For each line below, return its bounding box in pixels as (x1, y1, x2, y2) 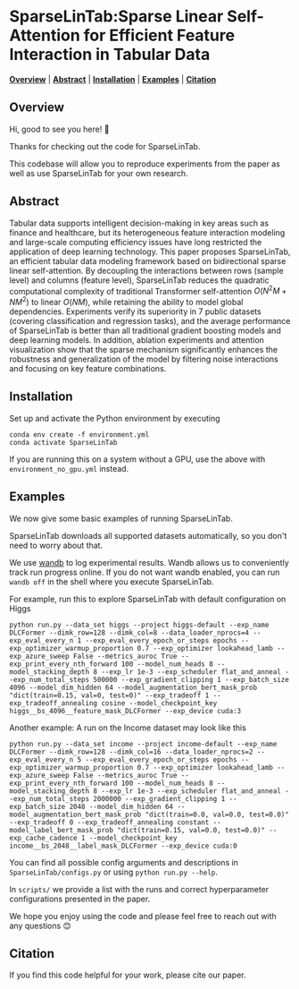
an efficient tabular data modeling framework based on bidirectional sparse (9, 255, 287, 266)
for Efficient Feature (83, 25, 235, 46)
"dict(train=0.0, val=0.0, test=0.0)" (145, 810, 290, 819)
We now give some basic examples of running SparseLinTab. (9, 513, 234, 524)
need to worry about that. (9, 540, 104, 550)
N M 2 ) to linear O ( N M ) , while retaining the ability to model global (9, 295, 244, 307)
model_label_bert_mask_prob (9, 825, 114, 834)
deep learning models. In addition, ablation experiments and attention (9, 334, 265, 345)
